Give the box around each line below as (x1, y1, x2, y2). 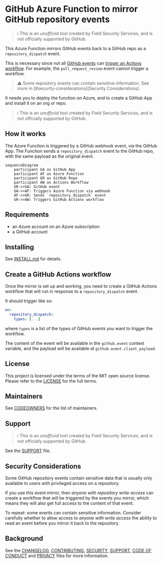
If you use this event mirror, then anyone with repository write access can (5, 490, 154, 496)
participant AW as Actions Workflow (14, 180, 89, 185)
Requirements (5, 210, 49, 219)
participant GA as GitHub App (14, 167, 76, 172)
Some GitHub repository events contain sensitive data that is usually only (5, 475, 153, 481)
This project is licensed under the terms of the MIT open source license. (5, 372, 151, 379)
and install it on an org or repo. (5, 100, 67, 106)
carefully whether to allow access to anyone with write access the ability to (5, 515, 157, 521)
